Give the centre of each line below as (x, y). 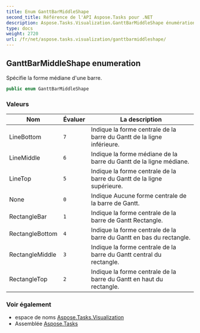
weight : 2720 (22, 34)
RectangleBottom (33, 234)
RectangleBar (28, 216)
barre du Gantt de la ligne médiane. (140, 161)
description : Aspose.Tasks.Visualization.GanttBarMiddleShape (85, 23)
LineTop (20, 178)
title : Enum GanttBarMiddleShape (48, 12)
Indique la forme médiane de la (134, 154)
